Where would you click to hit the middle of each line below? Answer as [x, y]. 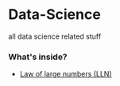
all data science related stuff [55, 36]
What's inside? [38, 57]
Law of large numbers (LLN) [66, 74]
